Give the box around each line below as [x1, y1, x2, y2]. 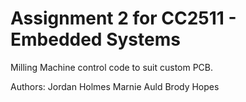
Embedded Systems [10, 28, 181, 51]
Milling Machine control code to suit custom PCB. [10, 61, 214, 73]
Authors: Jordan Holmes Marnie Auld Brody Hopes [10, 80, 220, 92]
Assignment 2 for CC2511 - [10, 7, 237, 30]
